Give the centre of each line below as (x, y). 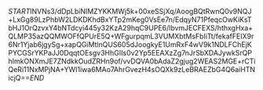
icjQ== (19, 78)
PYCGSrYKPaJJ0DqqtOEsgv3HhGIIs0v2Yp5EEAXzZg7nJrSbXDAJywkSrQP (130, 53)
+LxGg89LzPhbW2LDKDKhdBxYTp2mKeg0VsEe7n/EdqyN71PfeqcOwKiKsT (130, 20)
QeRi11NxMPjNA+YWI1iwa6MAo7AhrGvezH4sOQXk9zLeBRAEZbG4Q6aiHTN (132, 69)
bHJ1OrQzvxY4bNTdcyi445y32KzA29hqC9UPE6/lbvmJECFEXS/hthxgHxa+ (131, 28)
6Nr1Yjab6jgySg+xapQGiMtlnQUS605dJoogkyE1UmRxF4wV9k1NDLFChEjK (130, 45)
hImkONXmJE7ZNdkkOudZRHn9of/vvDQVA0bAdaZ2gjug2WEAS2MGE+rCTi (132, 61)
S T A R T (19, 11)
